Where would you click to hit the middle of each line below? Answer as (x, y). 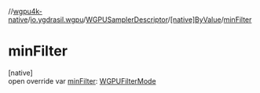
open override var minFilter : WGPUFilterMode (82, 80)
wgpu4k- (28, 11)
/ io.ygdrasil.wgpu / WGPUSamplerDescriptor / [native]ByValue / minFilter (139, 20)
